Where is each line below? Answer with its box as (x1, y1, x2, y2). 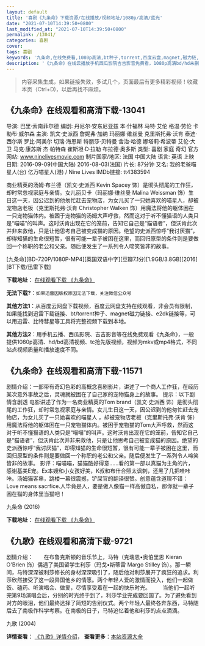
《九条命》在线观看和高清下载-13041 (6, 105, 145, 115)
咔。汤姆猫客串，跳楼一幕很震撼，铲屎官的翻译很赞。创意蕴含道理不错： (6, 475, 188, 483)
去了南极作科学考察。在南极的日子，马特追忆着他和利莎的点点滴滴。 (11, 607, 183, 614)
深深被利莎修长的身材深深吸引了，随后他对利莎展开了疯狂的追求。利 (27, 568, 199, 576)
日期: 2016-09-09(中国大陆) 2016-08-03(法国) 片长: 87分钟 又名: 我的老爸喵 (6, 160, 196, 168)
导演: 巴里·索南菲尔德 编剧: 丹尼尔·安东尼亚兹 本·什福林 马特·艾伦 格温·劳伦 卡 (6, 122, 199, 130)
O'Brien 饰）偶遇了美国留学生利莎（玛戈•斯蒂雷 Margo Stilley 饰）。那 (6, 561, 181, 568)
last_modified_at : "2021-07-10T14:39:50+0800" (6, 26, 127, 32)
